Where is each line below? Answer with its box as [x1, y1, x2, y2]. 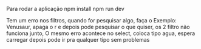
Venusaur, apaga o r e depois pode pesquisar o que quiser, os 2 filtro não [6, 24, 190, 30]
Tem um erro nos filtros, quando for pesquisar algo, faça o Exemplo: [6, 17, 177, 24]
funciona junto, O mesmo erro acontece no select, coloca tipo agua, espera [6, 30, 196, 37]
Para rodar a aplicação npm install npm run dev [6, 5, 124, 12]
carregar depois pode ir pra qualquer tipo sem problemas [6, 36, 150, 43]
